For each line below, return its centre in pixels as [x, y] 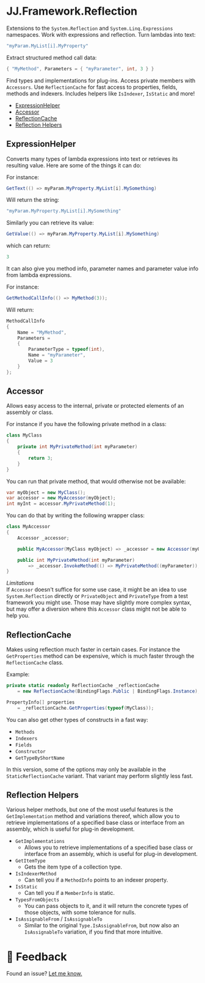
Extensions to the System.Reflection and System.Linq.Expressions [90, 28]
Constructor [30, 751]
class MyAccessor [28, 527]
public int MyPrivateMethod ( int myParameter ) [76, 560]
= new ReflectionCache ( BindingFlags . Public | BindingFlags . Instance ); [109, 691]
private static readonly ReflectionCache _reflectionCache [83, 686]
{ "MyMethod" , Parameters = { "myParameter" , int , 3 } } [80, 68]
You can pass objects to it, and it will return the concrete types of [106, 906]
